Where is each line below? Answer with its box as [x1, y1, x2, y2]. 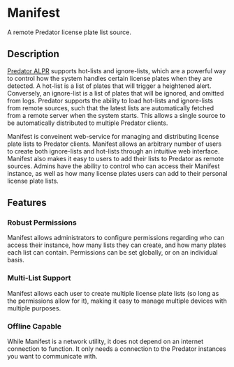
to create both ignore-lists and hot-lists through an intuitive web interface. [7, 147, 220, 155]
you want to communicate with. [7, 352, 98, 361]
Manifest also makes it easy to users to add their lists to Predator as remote [7, 154, 224, 163]
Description [7, 48, 59, 60]
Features [7, 197, 47, 209]
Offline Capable [7, 321, 61, 331]
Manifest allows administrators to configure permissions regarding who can [7, 234, 225, 242]
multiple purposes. [7, 304, 61, 312]
